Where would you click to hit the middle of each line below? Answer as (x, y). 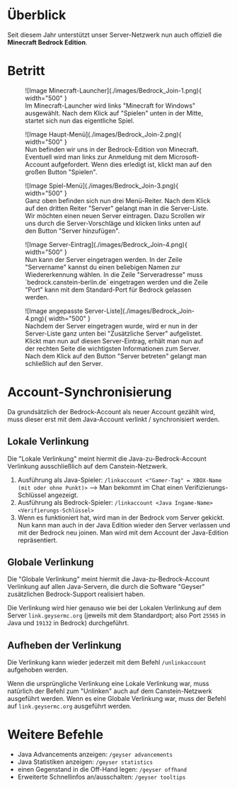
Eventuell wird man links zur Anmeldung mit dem (96, 156)
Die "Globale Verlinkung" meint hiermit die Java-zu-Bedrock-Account (109, 579)
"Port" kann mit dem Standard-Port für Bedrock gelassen (108, 290)
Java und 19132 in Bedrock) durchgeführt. (68, 623)
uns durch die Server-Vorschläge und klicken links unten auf (113, 223)
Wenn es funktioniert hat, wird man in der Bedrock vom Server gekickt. (121, 518)
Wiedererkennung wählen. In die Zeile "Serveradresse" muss (114, 274)
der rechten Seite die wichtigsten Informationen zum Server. (113, 348)
